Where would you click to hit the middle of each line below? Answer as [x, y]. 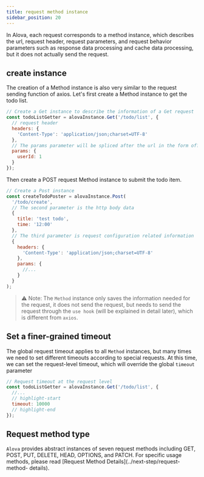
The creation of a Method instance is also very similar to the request [92, 88]
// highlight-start [36, 399]
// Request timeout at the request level [59, 382]
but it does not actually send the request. [58, 54]
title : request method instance [47, 12]
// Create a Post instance [40, 191]
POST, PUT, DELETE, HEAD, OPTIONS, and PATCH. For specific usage [94, 455]
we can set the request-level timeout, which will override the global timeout [100, 364]
